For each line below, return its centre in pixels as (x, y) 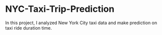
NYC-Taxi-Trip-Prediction (60, 9)
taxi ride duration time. (28, 28)
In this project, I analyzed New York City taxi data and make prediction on (81, 23)
